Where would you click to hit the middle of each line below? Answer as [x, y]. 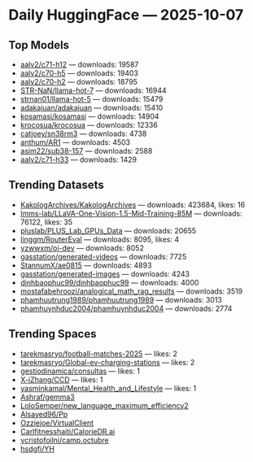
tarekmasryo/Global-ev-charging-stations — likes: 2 [107, 362]
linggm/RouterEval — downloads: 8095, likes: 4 [100, 239]
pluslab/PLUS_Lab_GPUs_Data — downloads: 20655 [108, 230]
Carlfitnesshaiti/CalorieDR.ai [68, 431]
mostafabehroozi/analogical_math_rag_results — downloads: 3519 [131, 291]
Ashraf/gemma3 [47, 397]
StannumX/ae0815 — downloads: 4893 [86, 265]
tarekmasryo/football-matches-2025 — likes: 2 [98, 353]
